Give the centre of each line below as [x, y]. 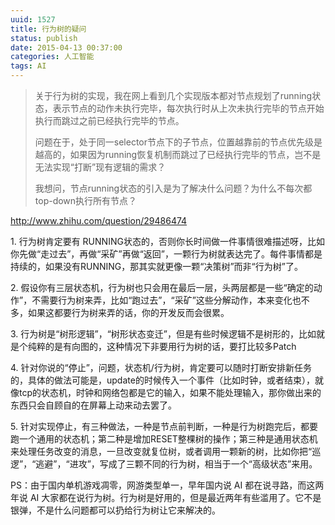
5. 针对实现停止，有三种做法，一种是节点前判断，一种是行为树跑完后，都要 [164, 426]
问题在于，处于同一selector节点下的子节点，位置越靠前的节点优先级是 [178, 142]
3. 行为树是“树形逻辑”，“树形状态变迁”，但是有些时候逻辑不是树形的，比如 [163, 334]
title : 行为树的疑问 [48, 29]
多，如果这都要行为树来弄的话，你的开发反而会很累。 [120, 312]
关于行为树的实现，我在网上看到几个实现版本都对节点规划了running [173, 95]
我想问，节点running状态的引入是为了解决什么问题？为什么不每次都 [173, 188]
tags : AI [28, 66]
